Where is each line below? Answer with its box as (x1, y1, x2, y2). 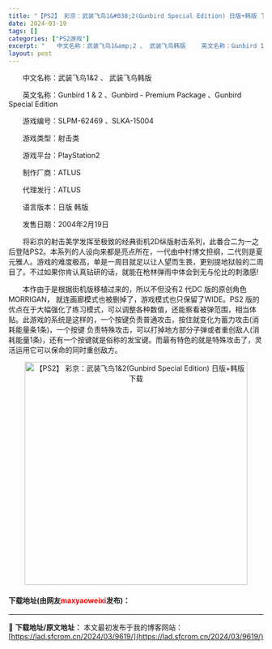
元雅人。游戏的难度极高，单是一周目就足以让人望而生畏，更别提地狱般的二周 (8, 257, 264, 266)
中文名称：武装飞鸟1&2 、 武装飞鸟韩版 (22, 73, 152, 82)
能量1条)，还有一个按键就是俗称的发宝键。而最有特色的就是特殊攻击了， (15, 335, 255, 345)
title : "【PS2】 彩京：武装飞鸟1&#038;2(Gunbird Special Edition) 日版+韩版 (8, 11, 257, 20)
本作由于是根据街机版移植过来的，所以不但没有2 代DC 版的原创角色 (22, 285, 247, 294)
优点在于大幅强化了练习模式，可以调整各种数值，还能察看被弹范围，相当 (8, 305, 249, 314)
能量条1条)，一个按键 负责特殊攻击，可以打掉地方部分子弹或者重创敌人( (15, 325, 253, 334)
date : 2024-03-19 (8, 19, 67, 28)
